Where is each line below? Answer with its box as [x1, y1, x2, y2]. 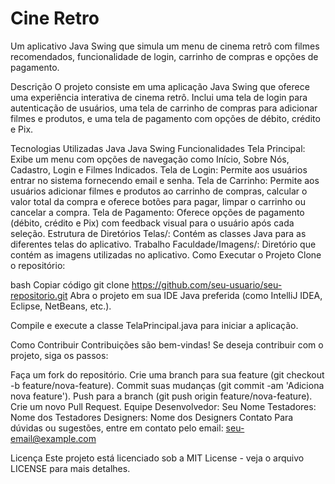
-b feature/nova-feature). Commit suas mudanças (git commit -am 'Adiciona [10, 379, 325, 391]
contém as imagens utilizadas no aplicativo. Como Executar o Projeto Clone [10, 248, 322, 261]
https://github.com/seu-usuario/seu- [131, 278, 283, 291]
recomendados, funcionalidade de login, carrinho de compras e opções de [10, 50, 319, 62]
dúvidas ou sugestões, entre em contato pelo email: [10, 422, 224, 434]
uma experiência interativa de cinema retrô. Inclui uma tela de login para [10, 91, 308, 103]
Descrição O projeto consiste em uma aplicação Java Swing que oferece [10, 80, 310, 92]
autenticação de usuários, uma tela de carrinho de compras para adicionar [10, 102, 318, 114]
